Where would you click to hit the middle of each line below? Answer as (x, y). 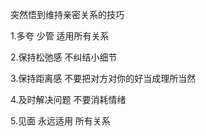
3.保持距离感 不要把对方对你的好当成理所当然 (103, 78)
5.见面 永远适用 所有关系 (60, 121)
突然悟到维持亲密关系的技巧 (67, 14)
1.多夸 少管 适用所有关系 (60, 36)
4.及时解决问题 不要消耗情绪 (68, 99)
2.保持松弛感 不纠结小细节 (64, 57)
